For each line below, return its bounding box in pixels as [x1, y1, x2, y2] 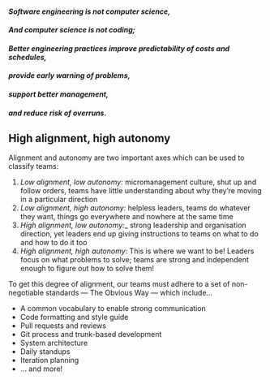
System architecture [19, 338, 88, 348]
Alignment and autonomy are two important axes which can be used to [8, 153, 245, 162]
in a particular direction [19, 195, 98, 205]
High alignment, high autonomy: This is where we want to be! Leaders [19, 246, 255, 256]
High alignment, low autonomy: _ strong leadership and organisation [19, 220, 246, 231]
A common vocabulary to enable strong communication [19, 304, 207, 313]
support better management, [8, 89, 109, 99]
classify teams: [8, 162, 59, 171]
